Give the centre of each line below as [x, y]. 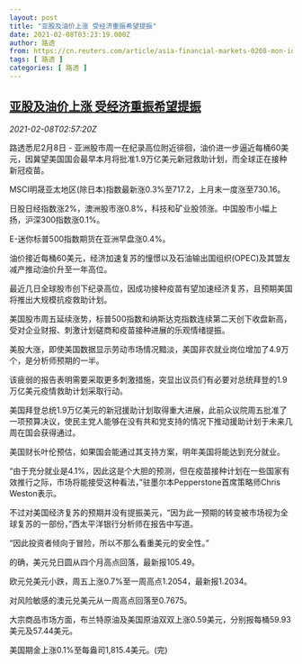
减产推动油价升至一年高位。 [61, 269]
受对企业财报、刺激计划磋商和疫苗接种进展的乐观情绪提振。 [120, 330]
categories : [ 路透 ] [49, 68]
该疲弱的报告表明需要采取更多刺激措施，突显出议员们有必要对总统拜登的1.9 [148, 379]
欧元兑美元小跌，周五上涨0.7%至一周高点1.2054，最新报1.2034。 [131, 581]
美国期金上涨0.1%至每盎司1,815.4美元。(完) [89, 650]
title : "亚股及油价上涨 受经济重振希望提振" [83, 26]
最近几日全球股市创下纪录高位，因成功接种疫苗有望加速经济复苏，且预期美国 [151, 288]
